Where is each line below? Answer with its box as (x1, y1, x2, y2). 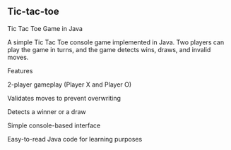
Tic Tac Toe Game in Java (7, 24, 83, 32)
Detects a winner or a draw (7, 107, 86, 115)
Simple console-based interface (7, 121, 101, 130)
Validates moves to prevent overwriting (7, 94, 122, 102)
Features (7, 66, 33, 75)
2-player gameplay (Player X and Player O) (7, 80, 132, 89)
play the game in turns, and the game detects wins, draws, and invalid (7, 45, 211, 54)
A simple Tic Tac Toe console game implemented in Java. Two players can (7, 38, 225, 46)
